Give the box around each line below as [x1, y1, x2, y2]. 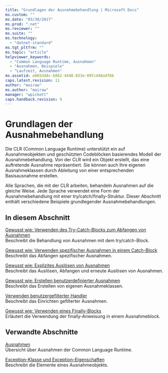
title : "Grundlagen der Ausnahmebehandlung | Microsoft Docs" [5, 7, 139, 13]
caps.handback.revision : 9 [5, 97, 62, 102]
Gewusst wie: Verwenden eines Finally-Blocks [5, 308, 102, 314]
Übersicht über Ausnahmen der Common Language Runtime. [5, 347, 133, 353]
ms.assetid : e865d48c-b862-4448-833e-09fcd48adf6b [5, 73, 114, 78]
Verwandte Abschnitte [5, 328, 78, 337]
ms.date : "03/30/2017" [5, 17, 53, 22]
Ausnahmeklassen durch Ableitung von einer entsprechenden [5, 167, 134, 173]
